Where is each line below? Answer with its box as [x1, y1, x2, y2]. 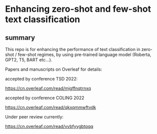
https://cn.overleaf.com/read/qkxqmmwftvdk [5, 105, 96, 110]
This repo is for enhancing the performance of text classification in [5, 47, 141, 52]
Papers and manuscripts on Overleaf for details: [5, 66, 102, 72]
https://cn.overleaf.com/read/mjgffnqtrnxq [5, 85, 91, 91]
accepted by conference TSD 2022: [5, 76, 78, 81]
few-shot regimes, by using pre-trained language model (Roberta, [18, 52, 152, 57]
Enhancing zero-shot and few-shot [5, 3, 151, 15]
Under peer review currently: [5, 114, 64, 120]
